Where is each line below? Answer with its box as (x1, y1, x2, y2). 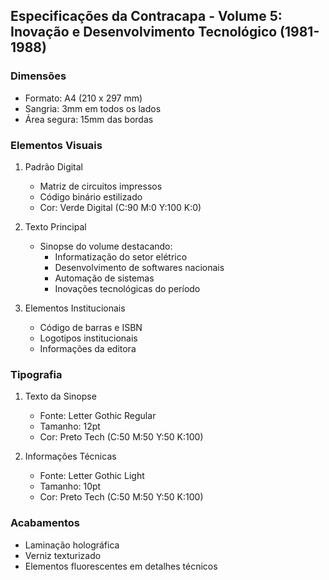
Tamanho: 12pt (39, 420, 101, 433)
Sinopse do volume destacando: (39, 240, 173, 252)
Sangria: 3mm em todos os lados (24, 102, 162, 114)
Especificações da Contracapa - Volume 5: (10, 8, 283, 25)
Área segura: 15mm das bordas (24, 113, 154, 125)
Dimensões (10, 69, 67, 83)
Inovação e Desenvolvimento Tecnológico (10, 24, 278, 41)
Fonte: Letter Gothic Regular (39, 410, 157, 422)
